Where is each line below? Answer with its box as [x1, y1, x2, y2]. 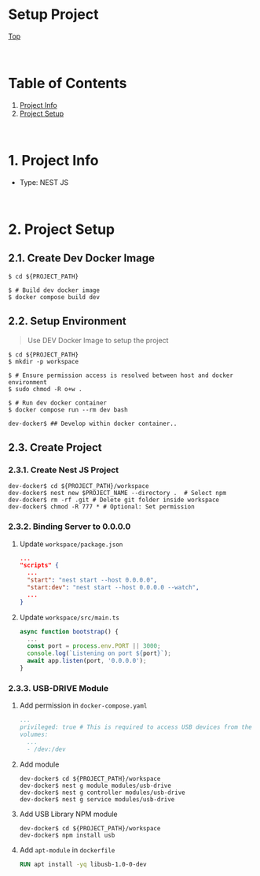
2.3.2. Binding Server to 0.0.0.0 [8, 521, 131, 532]
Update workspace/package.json [19, 539, 123, 549]
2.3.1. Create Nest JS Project [8, 464, 119, 475]
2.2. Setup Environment [8, 315, 127, 328]
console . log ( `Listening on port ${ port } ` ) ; [27, 649, 171, 658]
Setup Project [8, 6, 100, 24]
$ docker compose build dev [8, 293, 101, 301]
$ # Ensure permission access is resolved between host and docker [8, 371, 234, 379]
